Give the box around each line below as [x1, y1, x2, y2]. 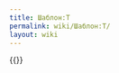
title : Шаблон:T [9, 13, 70, 23]
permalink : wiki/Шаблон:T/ [9, 22, 111, 31]
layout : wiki [9, 30, 59, 39]
